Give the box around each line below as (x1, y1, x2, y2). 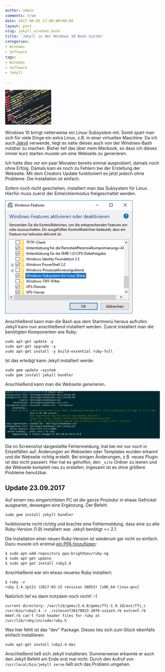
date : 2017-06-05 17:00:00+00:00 (5, 18, 74, 23)
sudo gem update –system (5, 368, 56, 373)
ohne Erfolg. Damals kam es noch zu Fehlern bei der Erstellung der (5, 165, 140, 171)
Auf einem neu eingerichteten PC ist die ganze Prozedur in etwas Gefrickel (5, 497, 157, 503)
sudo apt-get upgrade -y (5, 344, 56, 349)
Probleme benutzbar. (5, 470, 48, 476)
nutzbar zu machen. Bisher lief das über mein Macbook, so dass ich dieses (5, 145, 157, 151)
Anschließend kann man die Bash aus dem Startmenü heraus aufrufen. (5, 319, 148, 324)
